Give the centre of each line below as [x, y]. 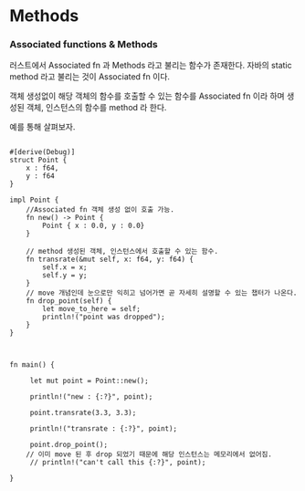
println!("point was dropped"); [104, 317]
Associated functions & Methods [84, 45]
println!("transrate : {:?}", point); [104, 429]
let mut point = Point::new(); [89, 381]
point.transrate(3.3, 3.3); [83, 413]
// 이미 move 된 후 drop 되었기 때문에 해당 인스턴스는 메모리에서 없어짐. [149, 454]
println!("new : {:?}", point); [91, 397]
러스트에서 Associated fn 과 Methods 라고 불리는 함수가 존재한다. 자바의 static [151, 66]
